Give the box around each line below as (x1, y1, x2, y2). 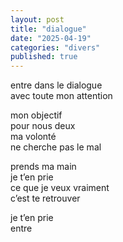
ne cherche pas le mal (10, 141, 102, 153)
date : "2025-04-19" (10, 33, 92, 43)
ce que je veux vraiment (10, 182, 110, 194)
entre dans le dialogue (10, 79, 103, 91)
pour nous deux (10, 120, 76, 132)
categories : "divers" (10, 42, 101, 53)
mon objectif (10, 109, 63, 121)
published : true (10, 52, 78, 62)
